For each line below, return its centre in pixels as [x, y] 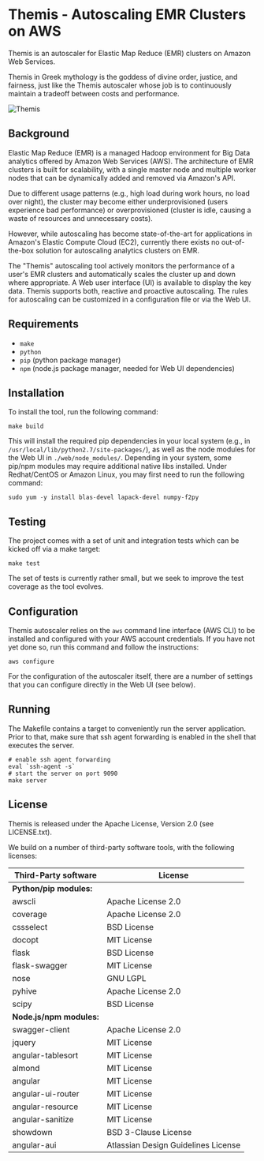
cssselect [30, 927]
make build [26, 427]
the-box [21, 250]
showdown [32, 1132]
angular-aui [34, 1144]
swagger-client [41, 1029]
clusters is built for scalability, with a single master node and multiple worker [132, 169]
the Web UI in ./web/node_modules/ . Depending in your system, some [120, 458]
